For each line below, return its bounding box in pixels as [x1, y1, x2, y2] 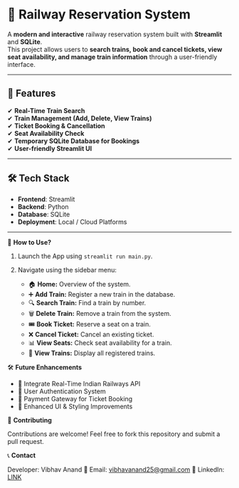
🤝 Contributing [7, 415, 52, 424]
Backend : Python [17, 202, 69, 211]
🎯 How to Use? [7, 238, 52, 246]
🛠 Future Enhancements [7, 363, 83, 371]
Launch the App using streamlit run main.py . [17, 252, 153, 260]
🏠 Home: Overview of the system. [28, 280, 131, 288]
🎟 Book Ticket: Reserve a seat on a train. [28, 319, 152, 328]
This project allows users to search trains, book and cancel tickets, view [7, 45, 223, 53]
